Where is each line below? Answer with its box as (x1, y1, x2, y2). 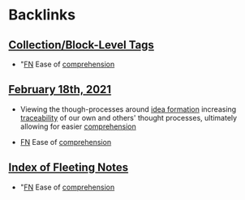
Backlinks (8, 6, 76, 24)
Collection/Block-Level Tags (8, 38, 154, 52)
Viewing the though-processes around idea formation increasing (19, 104, 237, 114)
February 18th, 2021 (8, 83, 112, 96)
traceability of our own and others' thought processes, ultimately (19, 113, 238, 122)
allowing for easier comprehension (19, 121, 136, 131)
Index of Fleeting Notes (8, 160, 129, 175)
